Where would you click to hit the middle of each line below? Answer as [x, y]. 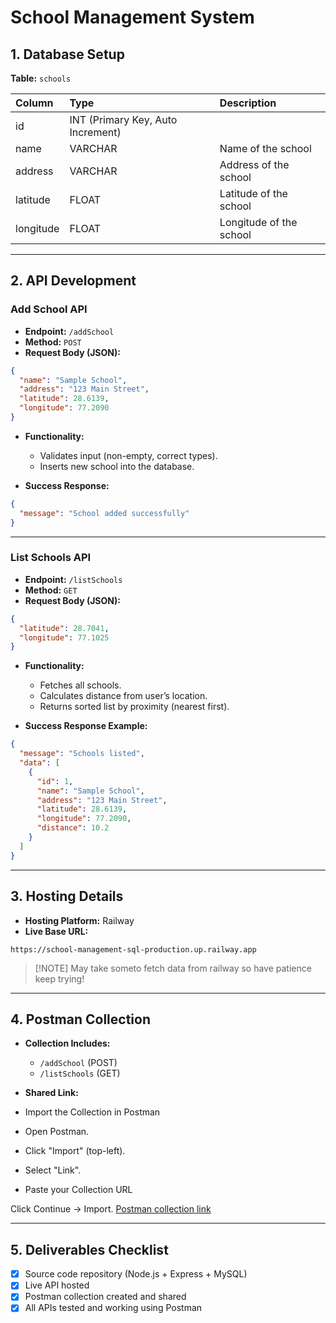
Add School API [49, 309]
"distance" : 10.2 [73, 828]
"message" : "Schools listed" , [82, 754]
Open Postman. [57, 1132]
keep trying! [59, 978]
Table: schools [41, 78]
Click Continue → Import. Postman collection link [111, 1209]
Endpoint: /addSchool [69, 331]
